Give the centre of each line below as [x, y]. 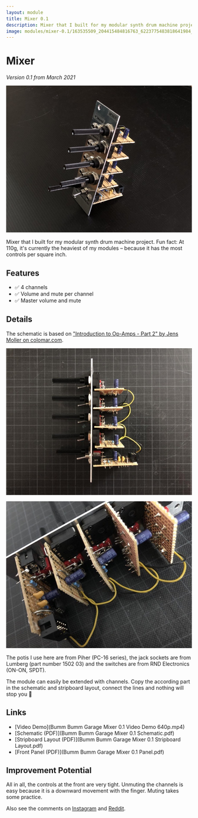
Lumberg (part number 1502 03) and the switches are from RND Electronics [98, 663]
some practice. [24, 797]
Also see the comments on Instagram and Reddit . [66, 809]
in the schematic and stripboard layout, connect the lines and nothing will [95, 688]
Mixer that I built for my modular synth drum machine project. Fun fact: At [95, 242]
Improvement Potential [49, 770]
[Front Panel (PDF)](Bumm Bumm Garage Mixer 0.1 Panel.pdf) [89, 752]
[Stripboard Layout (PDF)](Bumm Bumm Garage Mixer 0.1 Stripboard [98, 739]
